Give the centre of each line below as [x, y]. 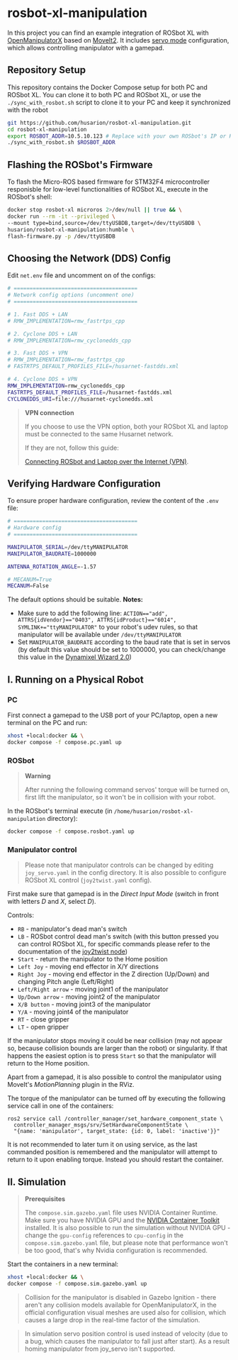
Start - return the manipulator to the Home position [92, 959]
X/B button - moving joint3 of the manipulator [84, 1005]
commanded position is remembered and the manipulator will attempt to [113, 1152]
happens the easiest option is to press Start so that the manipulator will [112, 1056]
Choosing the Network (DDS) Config [89, 258]
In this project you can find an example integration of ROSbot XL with [108, 33]
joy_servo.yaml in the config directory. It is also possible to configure [125, 873]
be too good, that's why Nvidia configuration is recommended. [116, 1251]
